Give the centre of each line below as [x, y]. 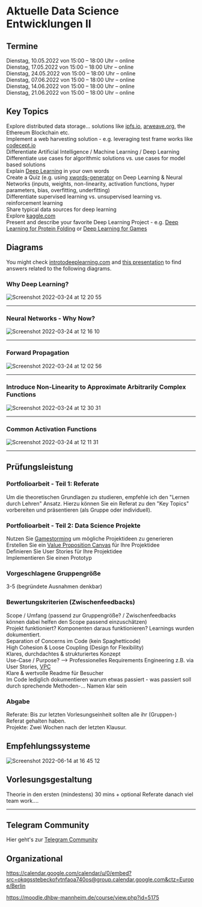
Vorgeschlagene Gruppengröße [54, 574]
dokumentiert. [23, 635]
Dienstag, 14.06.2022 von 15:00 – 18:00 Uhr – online [71, 86]
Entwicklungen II [49, 24]
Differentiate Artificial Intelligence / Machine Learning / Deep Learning [93, 151]
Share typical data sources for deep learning [62, 209]
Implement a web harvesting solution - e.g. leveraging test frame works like [100, 139]
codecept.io [21, 145]
